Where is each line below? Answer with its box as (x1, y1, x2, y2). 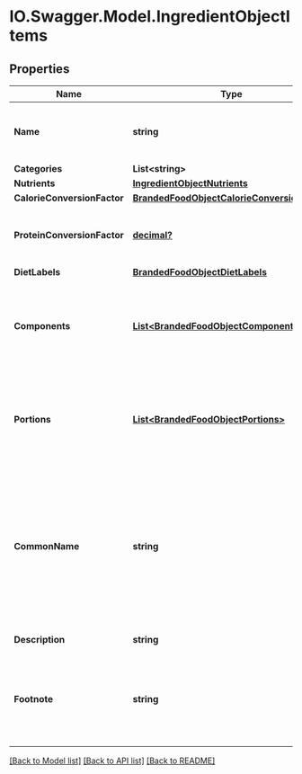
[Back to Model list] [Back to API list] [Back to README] (9, 755, 216, 766)
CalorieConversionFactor (13, 191, 124, 204)
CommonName (13, 540, 80, 552)
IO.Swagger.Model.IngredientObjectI (9, 6, 290, 27)
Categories (13, 163, 63, 174)
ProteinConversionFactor (13, 229, 124, 241)
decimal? (132, 229, 173, 241)
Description (13, 634, 66, 645)
